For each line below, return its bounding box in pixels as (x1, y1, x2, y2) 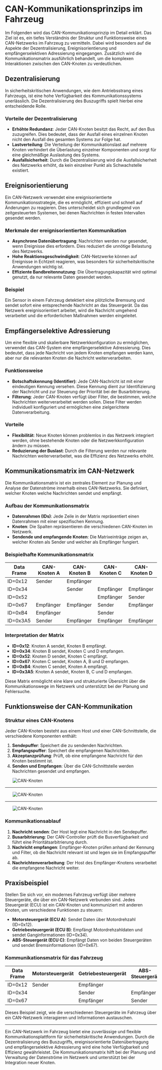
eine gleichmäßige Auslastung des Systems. (12, 152, 100, 158)
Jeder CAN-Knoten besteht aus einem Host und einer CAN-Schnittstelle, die (5, 728, 157, 734)
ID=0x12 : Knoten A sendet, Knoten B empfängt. (12, 643, 107, 648)
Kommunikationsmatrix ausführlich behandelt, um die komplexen (5, 55, 134, 61)
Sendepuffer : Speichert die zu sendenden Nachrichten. (12, 743, 123, 748)
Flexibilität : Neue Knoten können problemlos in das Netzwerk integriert (12, 432, 154, 438)
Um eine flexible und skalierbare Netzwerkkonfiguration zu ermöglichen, (5, 340, 149, 345)
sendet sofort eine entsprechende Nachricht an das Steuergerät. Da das (5, 302, 148, 308)
